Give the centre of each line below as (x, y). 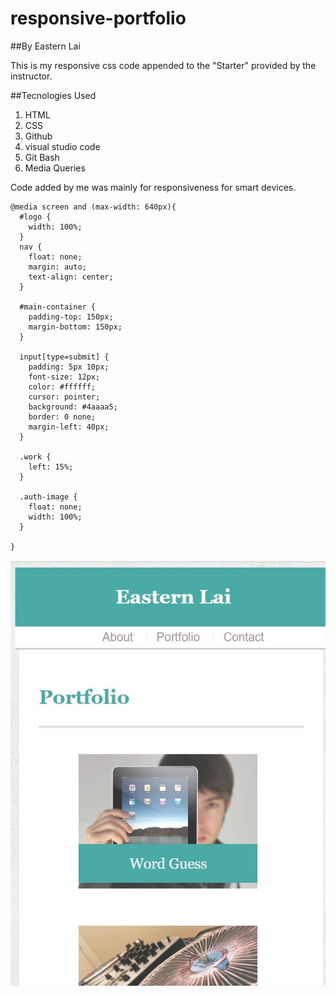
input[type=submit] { (64, 357)
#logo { (35, 217)
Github (38, 136)
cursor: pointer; (64, 397)
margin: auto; (57, 267)
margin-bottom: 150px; (75, 327)
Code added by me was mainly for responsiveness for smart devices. (153, 187)
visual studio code (62, 146)
